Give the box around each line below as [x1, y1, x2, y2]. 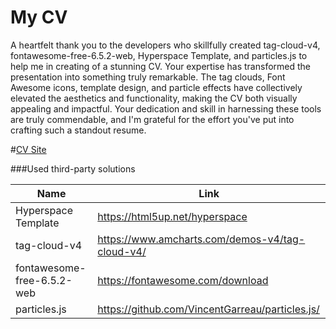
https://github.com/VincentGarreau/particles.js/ [97, 302, 320, 316]
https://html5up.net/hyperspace [97, 209, 248, 223]
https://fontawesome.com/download [97, 273, 269, 287]
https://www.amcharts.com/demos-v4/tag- [97, 232, 306, 246]
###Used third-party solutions [10, 162, 136, 175]
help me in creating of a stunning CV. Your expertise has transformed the [10, 60, 311, 72]
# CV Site [10, 143, 47, 155]
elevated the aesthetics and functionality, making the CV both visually [10, 92, 298, 104]
